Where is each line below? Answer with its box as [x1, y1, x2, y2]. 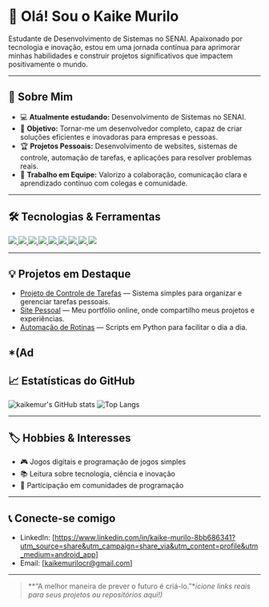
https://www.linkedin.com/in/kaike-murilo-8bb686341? [54, 533, 236, 543]
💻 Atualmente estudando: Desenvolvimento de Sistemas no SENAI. [19, 112, 247, 121]
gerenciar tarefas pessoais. [19, 297, 110, 307]
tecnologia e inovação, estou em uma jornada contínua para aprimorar [8, 42, 240, 51]
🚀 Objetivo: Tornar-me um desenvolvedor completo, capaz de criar [19, 124, 243, 133]
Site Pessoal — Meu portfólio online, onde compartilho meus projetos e [19, 305, 255, 316]
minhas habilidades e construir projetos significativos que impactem [8, 51, 234, 60]
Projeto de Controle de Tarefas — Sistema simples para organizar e [19, 288, 243, 298]
